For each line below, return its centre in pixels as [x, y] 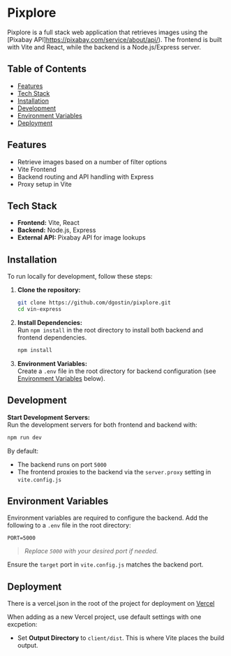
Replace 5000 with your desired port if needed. [91, 551]
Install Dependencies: [50, 322]
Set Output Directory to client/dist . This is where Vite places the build [121, 638]
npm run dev [24, 437]
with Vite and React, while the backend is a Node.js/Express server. [104, 47]
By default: [23, 451]
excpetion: [22, 625]
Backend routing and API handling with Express [85, 177]
